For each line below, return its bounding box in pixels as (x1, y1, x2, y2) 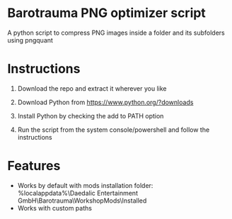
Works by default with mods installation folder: (17, 181, 153, 189)
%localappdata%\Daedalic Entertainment (17, 189, 138, 197)
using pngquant (7, 35, 53, 44)
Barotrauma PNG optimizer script (7, 5, 207, 21)
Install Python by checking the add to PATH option (17, 111, 164, 120)
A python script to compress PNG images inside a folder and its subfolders (7, 28, 225, 37)
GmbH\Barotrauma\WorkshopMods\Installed (17, 196, 147, 205)
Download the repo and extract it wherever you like (17, 84, 167, 93)
